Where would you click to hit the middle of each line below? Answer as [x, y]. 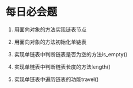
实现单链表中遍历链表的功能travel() [56, 79]
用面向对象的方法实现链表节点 [50, 29]
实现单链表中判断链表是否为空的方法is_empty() [71, 54]
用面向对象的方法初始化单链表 [50, 42]
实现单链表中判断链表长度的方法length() [62, 67]
